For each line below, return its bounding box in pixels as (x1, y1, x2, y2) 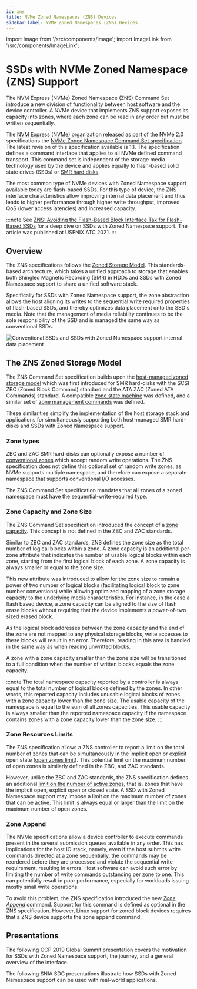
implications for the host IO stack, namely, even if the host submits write (6, 846, 181, 853)
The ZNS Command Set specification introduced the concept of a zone (6, 521, 178, 528)
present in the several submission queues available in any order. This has (6, 839, 183, 847)
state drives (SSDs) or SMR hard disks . (6, 168, 100, 175)
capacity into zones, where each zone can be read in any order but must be (6, 113, 190, 121)
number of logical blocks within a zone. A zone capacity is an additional (6, 545, 180, 552)
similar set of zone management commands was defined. (6, 398, 145, 405)
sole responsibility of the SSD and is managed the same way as (6, 317, 160, 324)
